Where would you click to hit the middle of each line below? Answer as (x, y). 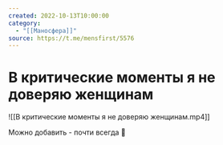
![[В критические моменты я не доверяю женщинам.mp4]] (109, 117)
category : (25, 23)
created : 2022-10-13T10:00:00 (59, 16)
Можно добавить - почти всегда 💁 (67, 132)
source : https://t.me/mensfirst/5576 (71, 38)
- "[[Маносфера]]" (47, 30)
